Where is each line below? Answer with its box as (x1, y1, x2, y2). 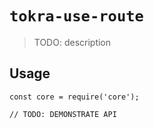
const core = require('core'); (9, 92, 140, 102)
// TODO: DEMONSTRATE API (9, 109, 117, 119)
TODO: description (33, 36, 112, 48)
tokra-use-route (9, 7, 144, 26)
